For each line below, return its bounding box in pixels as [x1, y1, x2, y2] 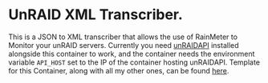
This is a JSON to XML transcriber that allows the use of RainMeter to [8, 32, 238, 41]
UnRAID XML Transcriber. [8, 6, 183, 24]
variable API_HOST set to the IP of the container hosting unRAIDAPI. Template [8, 57, 261, 67]
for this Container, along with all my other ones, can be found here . [8, 65, 229, 75]
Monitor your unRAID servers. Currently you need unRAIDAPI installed [8, 40, 239, 49]
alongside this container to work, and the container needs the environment [8, 49, 255, 58]
